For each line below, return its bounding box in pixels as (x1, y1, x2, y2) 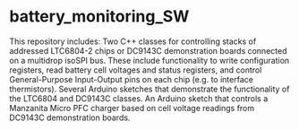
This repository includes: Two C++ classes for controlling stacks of (9, 36, 257, 47)
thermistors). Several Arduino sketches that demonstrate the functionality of (9, 83, 290, 94)
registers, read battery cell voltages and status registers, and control (9, 65, 262, 75)
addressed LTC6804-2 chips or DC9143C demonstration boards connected (9, 45, 287, 56)
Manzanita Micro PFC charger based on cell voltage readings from (9, 102, 255, 113)
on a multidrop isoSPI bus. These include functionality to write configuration (9, 55, 290, 65)
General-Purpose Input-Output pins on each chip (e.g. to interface (9, 74, 253, 84)
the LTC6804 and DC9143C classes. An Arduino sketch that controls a (9, 92, 269, 104)
